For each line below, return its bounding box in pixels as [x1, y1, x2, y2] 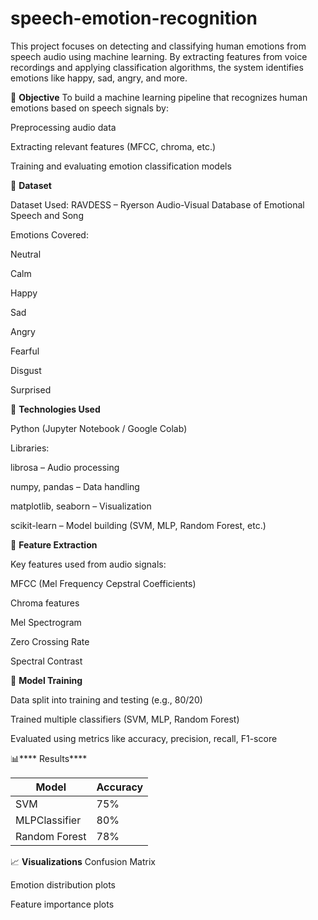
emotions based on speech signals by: [10, 102, 169, 114]
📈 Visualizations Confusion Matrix [10, 855, 156, 867]
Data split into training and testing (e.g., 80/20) [10, 693, 203, 706]
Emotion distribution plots [10, 878, 116, 891]
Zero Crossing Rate [10, 635, 90, 647]
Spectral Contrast [10, 655, 83, 667]
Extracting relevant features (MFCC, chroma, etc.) [10, 140, 217, 152]
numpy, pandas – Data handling [10, 480, 140, 492]
